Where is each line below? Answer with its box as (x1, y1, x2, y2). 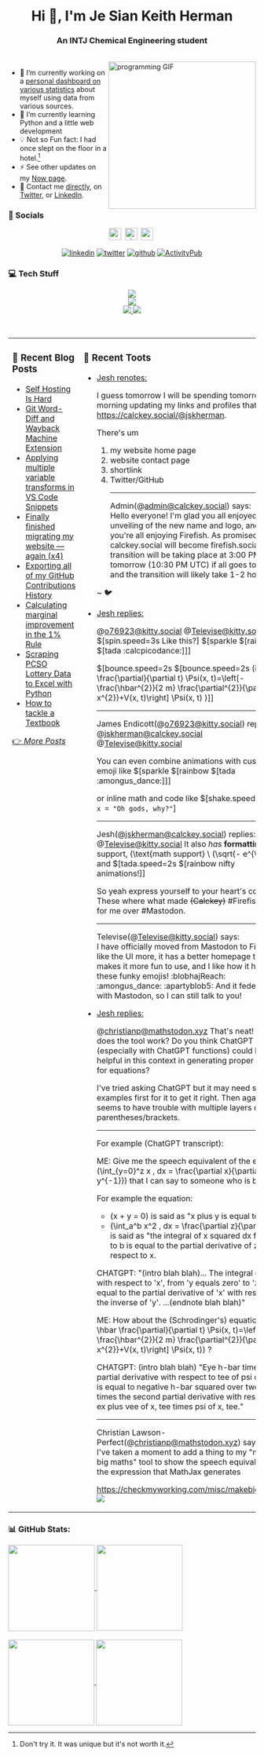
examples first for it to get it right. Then (97, 1092, 241, 1103)
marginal (25, 609, 57, 620)
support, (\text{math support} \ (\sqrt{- (97, 848, 241, 859)
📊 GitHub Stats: (8, 1524, 71, 1535)
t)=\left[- (211, 672, 245, 683)
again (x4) (25, 550, 64, 561)
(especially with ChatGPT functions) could (97, 1044, 253, 1055)
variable (25, 471, 56, 482)
